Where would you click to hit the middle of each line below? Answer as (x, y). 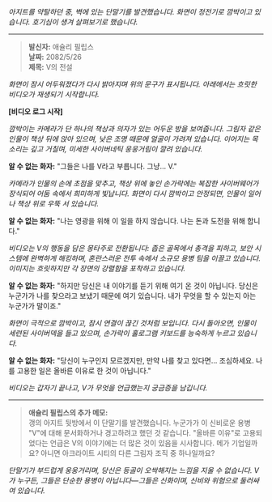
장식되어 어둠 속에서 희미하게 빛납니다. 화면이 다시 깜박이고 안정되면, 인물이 (127, 194)
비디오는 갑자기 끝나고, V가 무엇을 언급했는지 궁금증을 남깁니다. (108, 388)
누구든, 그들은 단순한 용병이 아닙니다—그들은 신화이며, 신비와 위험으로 (127, 481)
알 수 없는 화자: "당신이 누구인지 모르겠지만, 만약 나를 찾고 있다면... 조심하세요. (131, 360)
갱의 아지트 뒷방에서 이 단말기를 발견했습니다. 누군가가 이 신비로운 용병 (139, 423)
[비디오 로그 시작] (36, 111)
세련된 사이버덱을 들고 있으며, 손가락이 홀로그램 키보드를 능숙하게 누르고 (122, 333)
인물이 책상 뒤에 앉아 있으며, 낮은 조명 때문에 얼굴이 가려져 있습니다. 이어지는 (129, 139)
